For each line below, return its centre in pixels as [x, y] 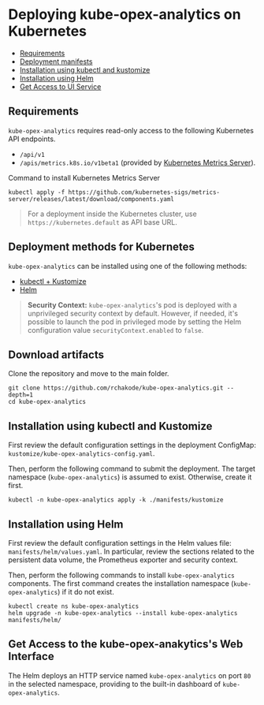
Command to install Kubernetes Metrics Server [84, 177]
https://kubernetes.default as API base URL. [102, 222]
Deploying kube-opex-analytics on [125, 15]
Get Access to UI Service [60, 86]
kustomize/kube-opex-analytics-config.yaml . [82, 453]
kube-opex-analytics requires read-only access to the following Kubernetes [131, 130]
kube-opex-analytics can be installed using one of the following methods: [128, 266]
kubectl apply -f [37, 192]
